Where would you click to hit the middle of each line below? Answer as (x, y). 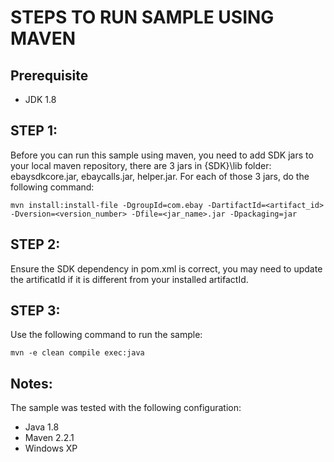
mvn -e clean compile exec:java (77, 353)
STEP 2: (35, 244)
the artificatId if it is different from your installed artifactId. (129, 279)
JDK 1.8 (40, 99)
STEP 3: (35, 311)
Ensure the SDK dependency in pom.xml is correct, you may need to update (166, 268)
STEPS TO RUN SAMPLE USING (142, 17)
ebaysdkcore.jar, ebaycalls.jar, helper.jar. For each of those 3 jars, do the (160, 176)
